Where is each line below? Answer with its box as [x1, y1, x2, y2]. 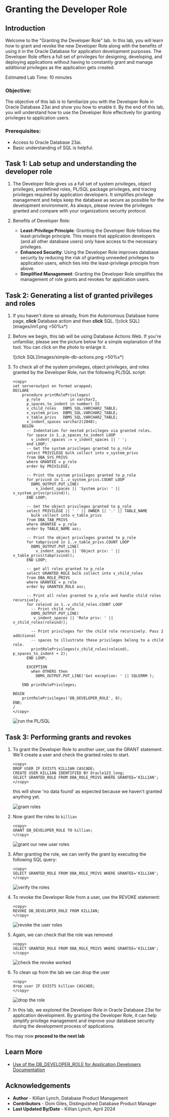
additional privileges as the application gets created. [5, 65, 115, 70]
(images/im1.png [12, 324, 47, 330]
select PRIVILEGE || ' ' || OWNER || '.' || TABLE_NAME [26, 509, 148, 514]
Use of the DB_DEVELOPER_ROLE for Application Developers [12, 1061, 141, 1067]
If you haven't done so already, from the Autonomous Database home [12, 312, 159, 319]
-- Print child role [31, 606, 75, 612]
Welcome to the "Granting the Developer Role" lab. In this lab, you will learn [5, 37, 163, 43]
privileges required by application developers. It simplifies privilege [12, 192, 154, 198]
